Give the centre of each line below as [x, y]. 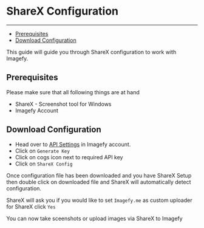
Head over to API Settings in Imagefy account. [73, 144]
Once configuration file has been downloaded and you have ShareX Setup [99, 175]
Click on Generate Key [42, 151]
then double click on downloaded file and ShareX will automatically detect [99, 182]
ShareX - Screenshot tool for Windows [63, 104]
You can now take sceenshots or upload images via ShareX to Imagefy [95, 218]
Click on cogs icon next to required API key [69, 157]
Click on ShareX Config [44, 164]
